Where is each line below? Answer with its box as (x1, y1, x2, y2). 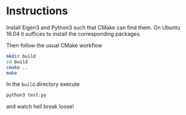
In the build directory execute (6, 80, 80, 88)
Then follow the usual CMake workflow (6, 42, 103, 49)
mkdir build (6, 53, 36, 59)
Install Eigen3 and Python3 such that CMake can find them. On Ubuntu (6, 24, 181, 31)
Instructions (6, 4, 68, 18)
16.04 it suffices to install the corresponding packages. (6, 30, 142, 37)
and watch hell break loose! (6, 103, 74, 110)
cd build (6, 58, 28, 65)
